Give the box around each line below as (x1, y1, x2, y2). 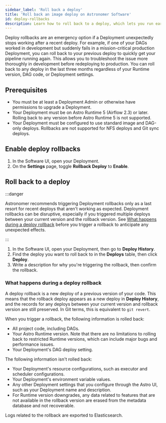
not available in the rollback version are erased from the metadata (12, 397, 147, 403)
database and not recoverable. (12, 402, 75, 409)
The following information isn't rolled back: (5, 356, 92, 362)
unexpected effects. (5, 226, 46, 233)
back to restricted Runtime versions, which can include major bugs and (12, 336, 157, 342)
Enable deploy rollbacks (5, 145, 81, 154)
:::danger (5, 191, 24, 197)
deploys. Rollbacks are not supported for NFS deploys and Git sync (22, 125, 159, 131)
